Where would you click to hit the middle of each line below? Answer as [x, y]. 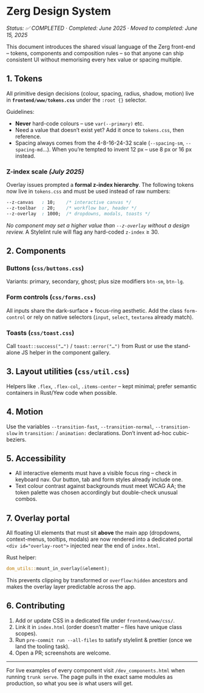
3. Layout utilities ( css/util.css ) [68, 371]
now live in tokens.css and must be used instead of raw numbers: [88, 191]
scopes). [26, 633]
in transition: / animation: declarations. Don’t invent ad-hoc [95, 433]
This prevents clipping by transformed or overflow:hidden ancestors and [97, 580]
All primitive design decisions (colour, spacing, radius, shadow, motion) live [100, 93]
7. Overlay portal [38, 518]
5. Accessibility [36, 458]
